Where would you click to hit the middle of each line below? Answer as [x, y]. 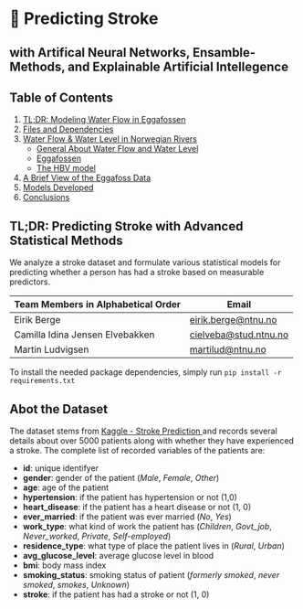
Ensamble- [224, 53]
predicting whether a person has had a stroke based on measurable [137, 272]
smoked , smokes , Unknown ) [76, 585]
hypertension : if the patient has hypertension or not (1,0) [130, 497]
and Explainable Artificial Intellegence [178, 66]
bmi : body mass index [64, 565]
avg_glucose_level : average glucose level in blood [118, 556]
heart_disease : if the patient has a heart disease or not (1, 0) [137, 507]
